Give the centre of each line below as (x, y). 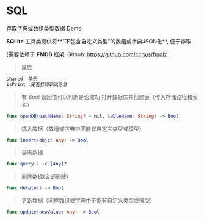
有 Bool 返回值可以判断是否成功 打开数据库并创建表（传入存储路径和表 (109, 97)
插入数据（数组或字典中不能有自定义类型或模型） (83, 128)
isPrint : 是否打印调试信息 (37, 84)
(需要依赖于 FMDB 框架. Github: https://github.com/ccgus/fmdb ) (87, 54)
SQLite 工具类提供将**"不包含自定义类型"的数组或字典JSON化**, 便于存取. (100, 41)
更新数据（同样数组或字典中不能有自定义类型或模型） (88, 201)
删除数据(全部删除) (45, 176)
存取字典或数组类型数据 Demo (44, 28)
